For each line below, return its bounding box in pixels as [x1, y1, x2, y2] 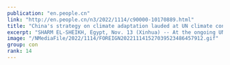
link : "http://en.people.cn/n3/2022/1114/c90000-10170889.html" [7, 16, 194, 23]
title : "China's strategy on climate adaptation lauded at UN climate [7, 22, 213, 29]
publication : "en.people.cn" [7, 9, 90, 17]
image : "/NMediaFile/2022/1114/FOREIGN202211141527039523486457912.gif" [7, 35, 219, 42]
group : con [7, 41, 38, 48]
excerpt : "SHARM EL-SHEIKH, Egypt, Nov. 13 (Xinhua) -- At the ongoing [7, 28, 216, 36]
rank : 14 [7, 48, 32, 55]
